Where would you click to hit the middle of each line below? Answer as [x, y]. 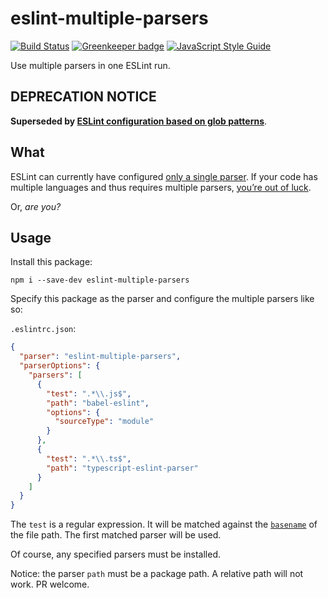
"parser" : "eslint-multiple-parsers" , [100, 357]
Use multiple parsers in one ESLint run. [90, 65]
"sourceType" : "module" [104, 422]
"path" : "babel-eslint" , [98, 403]
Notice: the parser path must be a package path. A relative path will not [157, 574]
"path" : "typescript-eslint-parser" [122, 468]
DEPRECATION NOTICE [83, 97]
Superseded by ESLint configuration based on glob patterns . [139, 121]
